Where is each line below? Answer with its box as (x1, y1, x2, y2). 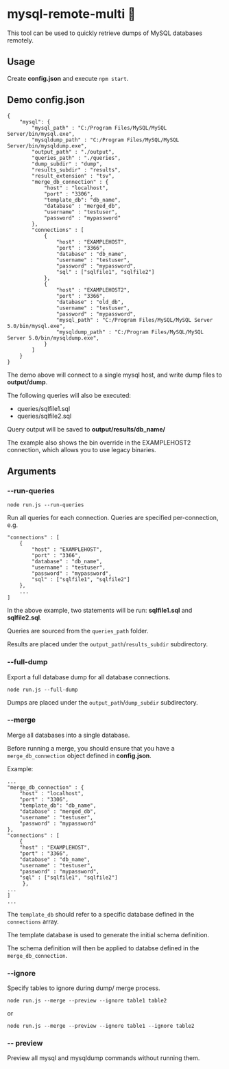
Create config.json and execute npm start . (7, 74, 129, 82)
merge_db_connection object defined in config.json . (7, 751, 152, 760)
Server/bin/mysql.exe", (7, 130, 75, 137)
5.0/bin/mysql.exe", (7, 322, 67, 329)
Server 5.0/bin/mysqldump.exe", (7, 334, 99, 342)
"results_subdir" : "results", (32, 166, 121, 174)
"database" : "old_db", (56, 298, 125, 305)
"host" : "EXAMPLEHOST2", (56, 286, 130, 294)
